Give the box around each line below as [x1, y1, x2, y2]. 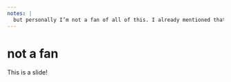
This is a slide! [7, 68, 48, 77]
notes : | [7, 10, 32, 17]
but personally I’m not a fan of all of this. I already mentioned [13, 16, 211, 23]
